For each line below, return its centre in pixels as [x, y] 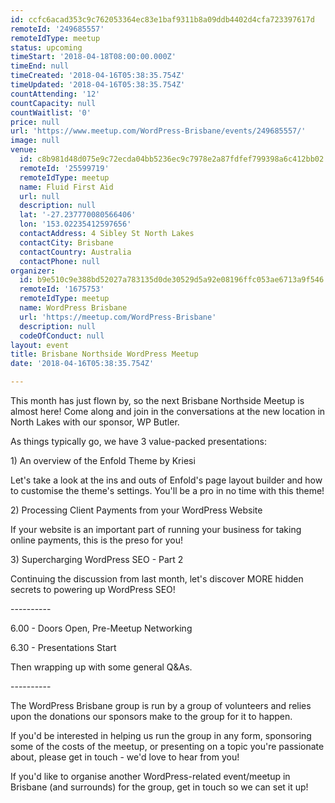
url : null [39, 196]
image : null [35, 141]
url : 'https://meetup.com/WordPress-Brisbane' [118, 317]
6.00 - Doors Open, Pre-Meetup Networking [101, 628]
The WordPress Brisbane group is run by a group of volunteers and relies [161, 705]
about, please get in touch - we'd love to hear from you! [125, 757]
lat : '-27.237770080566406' [78, 215]
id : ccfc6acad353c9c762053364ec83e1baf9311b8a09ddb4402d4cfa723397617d [162, 19]
